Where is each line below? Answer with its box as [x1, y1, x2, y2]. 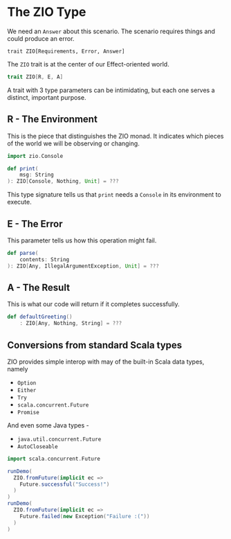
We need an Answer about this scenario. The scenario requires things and [7, 27, 216, 35]
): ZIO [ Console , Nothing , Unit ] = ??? [7, 178, 119, 185]
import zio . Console [7, 152, 64, 159]
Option [17, 379, 37, 387]
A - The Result [7, 281, 71, 293]
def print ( [7, 165, 39, 172]
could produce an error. [7, 34, 75, 42]
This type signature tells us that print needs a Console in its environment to [7, 191, 221, 199]
